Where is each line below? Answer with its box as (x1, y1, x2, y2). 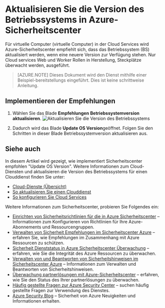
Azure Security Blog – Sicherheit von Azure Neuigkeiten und (12, 293, 136, 299)
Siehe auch (5, 145, 41, 153)
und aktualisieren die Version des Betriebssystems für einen (24, 168, 148, 175)
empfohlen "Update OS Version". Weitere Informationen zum (5, 163, 129, 169)
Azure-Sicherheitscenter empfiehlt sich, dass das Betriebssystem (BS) (5, 46, 150, 52)
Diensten (5, 168, 24, 175)
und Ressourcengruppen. (42, 224, 94, 230)
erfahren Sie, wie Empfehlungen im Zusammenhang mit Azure (12, 234, 140, 240)
